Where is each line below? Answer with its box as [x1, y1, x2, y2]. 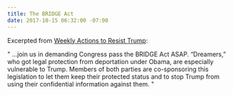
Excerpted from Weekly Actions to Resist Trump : [7, 36, 148, 44]
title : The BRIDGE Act [7, 10, 74, 18]
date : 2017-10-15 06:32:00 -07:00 [7, 17, 109, 24]
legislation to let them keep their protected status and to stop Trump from [7, 72, 220, 81]
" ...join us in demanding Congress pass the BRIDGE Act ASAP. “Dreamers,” [7, 50, 227, 58]
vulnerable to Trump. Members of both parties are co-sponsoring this [7, 65, 209, 73]
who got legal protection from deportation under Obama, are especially [7, 57, 214, 65]
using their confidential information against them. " [7, 80, 155, 88]
